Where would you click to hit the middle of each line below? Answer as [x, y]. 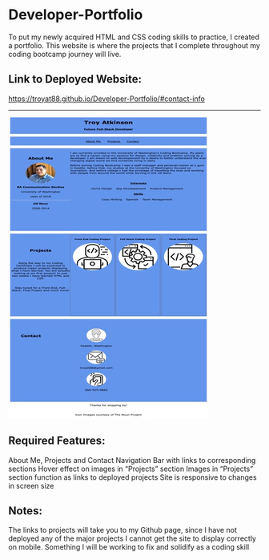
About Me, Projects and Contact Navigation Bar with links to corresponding [132, 460]
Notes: [25, 511]
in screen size [31, 485]
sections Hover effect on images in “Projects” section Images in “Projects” [131, 469]
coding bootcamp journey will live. [65, 54]
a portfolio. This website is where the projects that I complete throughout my [134, 45]
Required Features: [57, 441]
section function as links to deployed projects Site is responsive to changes [133, 477]
